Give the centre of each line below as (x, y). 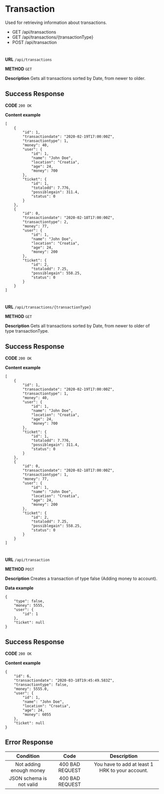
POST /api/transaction (34, 42)
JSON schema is (28, 778)
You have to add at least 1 (124, 764)
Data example (19, 588)
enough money (28, 770)
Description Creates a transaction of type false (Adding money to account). (81, 578)
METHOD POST (20, 569)
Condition (28, 756)
